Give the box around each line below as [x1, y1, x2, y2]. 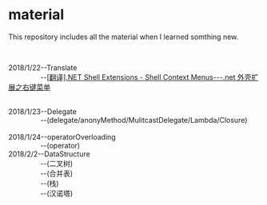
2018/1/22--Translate [8, 62, 78, 73]
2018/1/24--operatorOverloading [8, 132, 116, 141]
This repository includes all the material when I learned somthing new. [8, 32, 239, 41]
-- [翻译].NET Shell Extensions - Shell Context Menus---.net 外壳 [39, 72, 252, 81]
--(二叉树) [39, 158, 74, 168]
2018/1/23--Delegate [8, 106, 78, 116]
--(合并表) [39, 168, 74, 178]
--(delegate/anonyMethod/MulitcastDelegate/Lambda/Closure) [39, 115, 248, 124]
